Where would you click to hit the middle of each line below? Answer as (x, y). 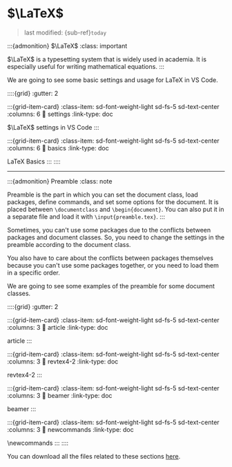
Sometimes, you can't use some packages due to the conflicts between (109, 230)
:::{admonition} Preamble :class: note (60, 181)
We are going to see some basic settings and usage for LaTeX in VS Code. (113, 80)
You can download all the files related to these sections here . (94, 456)
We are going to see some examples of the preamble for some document (111, 286)
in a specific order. (34, 272)
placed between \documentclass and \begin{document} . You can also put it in (116, 209)
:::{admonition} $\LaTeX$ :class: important (67, 46)
